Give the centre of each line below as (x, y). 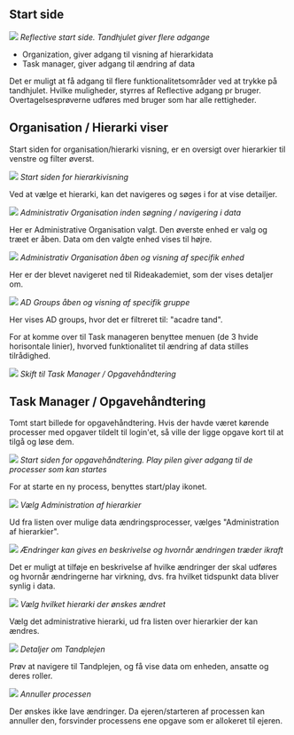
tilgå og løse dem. (42, 442)
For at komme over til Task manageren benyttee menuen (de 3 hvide (134, 336)
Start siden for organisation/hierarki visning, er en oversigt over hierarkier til (147, 149)
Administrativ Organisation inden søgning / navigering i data (131, 212)
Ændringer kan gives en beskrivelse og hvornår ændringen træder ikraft (151, 550)
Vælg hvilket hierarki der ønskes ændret (93, 605)
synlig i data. (32, 586)
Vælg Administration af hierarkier (81, 505)
